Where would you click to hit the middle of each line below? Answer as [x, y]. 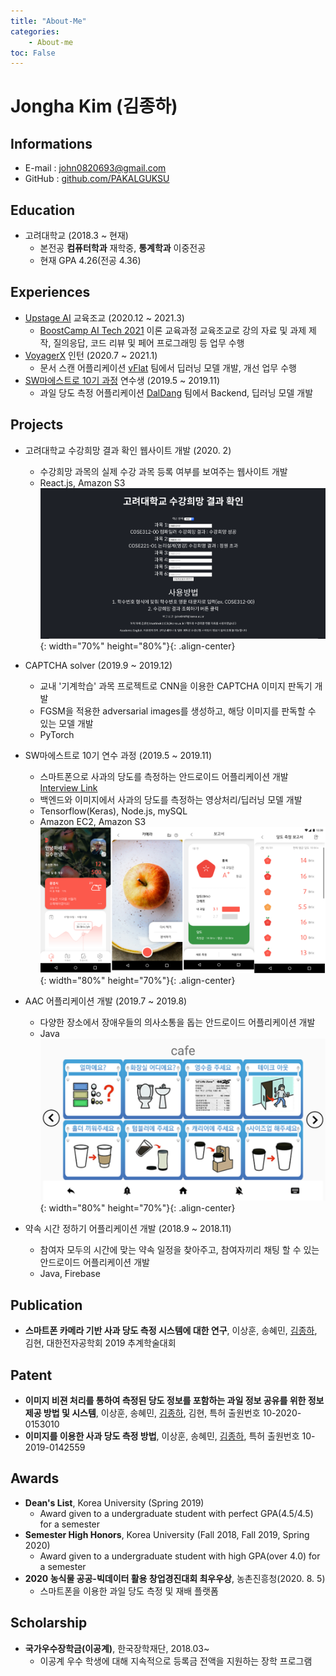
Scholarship [49, 1623]
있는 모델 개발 [66, 724]
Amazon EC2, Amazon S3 [93, 822]
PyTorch [57, 735]
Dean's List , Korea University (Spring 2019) [114, 1502]
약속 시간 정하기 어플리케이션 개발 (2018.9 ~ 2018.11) [128, 1229]
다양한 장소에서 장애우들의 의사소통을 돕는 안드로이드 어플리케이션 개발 [177, 1022]
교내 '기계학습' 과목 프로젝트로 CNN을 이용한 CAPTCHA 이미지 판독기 [176, 686]
